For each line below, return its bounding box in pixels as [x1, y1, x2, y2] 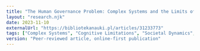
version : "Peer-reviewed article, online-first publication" [6, 36, 161, 42]
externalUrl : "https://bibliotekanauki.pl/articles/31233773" [6, 25, 164, 31]
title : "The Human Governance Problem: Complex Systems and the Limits [6, 8, 187, 15]
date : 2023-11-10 [6, 19, 49, 25]
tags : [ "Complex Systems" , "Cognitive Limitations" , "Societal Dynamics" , [6, 30, 196, 36]
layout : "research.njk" [6, 14, 65, 20]
